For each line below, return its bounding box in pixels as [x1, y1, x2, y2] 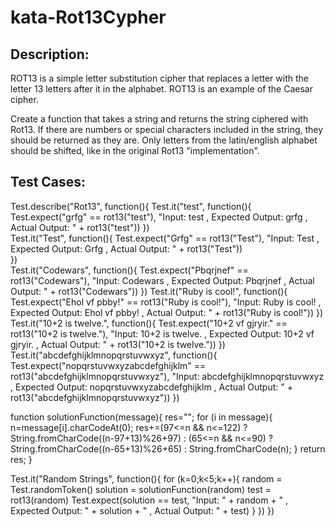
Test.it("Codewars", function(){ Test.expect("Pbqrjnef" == [10, 264, 249, 276]
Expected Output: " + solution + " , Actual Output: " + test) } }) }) [10, 504, 275, 516]
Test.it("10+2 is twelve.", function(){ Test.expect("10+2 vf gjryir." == [10, 317, 288, 329]
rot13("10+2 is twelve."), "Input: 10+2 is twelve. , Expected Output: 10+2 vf [10, 327, 315, 340]
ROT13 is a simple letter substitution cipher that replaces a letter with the [10, 72, 309, 84]
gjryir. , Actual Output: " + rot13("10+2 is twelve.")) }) [10, 338, 226, 350]
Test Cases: [10, 174, 87, 191]
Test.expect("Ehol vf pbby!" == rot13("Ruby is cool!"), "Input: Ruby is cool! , [10, 296, 322, 308]
